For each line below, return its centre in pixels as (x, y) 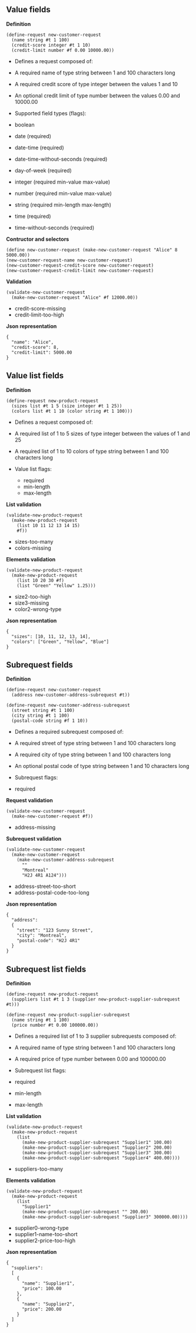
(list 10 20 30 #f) (41, 580)
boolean (24, 125)
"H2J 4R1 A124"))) (44, 875)
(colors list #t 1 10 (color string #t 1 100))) (72, 411)
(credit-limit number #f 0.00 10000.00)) (63, 50)
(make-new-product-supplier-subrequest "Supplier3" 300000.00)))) (105, 1217)
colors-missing (33, 548)
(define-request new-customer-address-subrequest (68, 705)
